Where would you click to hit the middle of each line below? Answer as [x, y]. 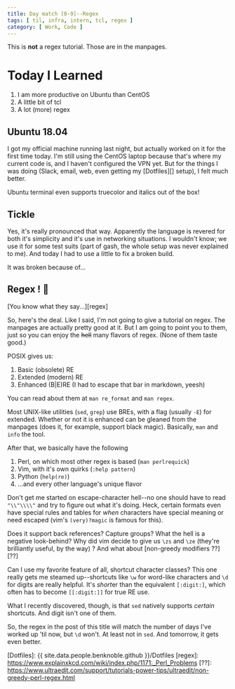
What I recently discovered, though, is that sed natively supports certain [111, 605]
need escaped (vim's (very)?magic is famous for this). [85, 520]
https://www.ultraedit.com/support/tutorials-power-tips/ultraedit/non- [108, 670]
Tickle [21, 214]
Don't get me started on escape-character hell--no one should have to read [116, 497]
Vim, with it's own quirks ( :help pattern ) [76, 469]
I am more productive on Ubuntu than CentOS [83, 95]
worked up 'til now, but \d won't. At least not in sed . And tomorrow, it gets [113, 634]
